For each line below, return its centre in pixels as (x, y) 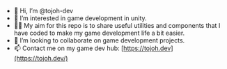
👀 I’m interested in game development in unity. (80, 18)
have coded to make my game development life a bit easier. (99, 33)
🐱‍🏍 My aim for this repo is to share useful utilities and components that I (117, 25)
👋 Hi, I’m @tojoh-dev (44, 11)
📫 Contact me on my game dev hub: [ (69, 48)
